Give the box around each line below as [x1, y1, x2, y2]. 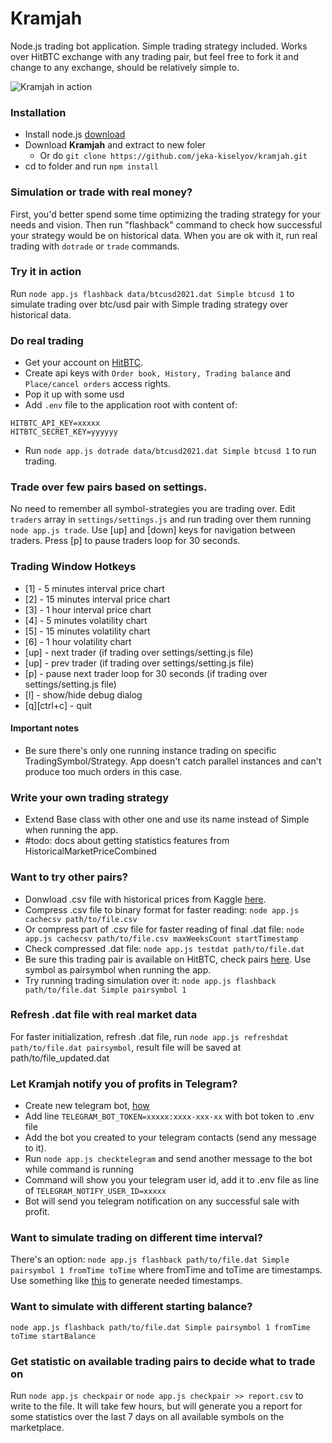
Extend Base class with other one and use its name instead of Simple [24, 813, 310, 826]
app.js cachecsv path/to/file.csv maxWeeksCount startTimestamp [24, 933, 299, 944]
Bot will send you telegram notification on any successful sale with [24, 1195, 300, 1207]
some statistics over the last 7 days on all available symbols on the [10, 1411, 285, 1422]
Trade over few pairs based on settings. [10, 480, 208, 494]
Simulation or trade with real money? [10, 185, 193, 199]
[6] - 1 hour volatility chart [24, 635, 132, 647]
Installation [10, 105, 67, 119]
